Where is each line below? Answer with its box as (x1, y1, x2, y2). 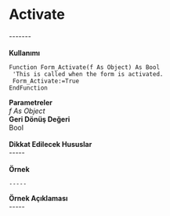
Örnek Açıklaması (9, 193, 68, 203)
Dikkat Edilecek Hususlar (9, 139, 92, 148)
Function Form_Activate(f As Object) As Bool (9, 63, 160, 71)
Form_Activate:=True (12, 77, 80, 85)
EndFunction (9, 84, 48, 92)
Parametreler (9, 97, 53, 107)
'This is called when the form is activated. (12, 70, 164, 78)
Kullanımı (9, 48, 41, 57)
